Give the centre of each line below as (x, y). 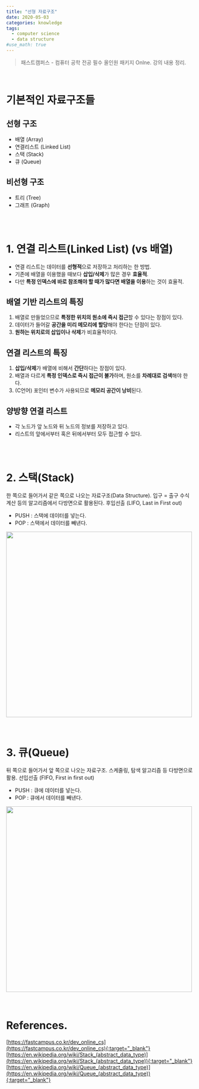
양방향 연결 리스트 (37, 411)
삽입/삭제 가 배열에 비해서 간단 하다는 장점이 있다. (70, 368)
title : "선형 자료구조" (32, 12)
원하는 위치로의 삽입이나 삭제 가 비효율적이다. (66, 332)
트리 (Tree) (28, 197)
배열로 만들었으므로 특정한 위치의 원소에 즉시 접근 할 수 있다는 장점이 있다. (99, 317)
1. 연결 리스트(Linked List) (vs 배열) (90, 249)
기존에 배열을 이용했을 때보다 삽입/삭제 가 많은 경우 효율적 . (81, 274)
